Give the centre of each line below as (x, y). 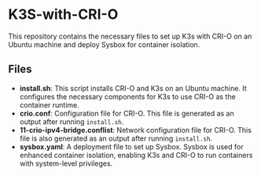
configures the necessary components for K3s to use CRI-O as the (127, 97)
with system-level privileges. (66, 163)
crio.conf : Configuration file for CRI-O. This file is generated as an (127, 113)
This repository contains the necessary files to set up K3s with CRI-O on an (130, 36)
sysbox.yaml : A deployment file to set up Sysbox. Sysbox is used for (131, 146)
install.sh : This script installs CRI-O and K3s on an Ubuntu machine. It (133, 88)
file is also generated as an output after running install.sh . (116, 138)
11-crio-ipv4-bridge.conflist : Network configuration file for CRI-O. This (135, 130)
